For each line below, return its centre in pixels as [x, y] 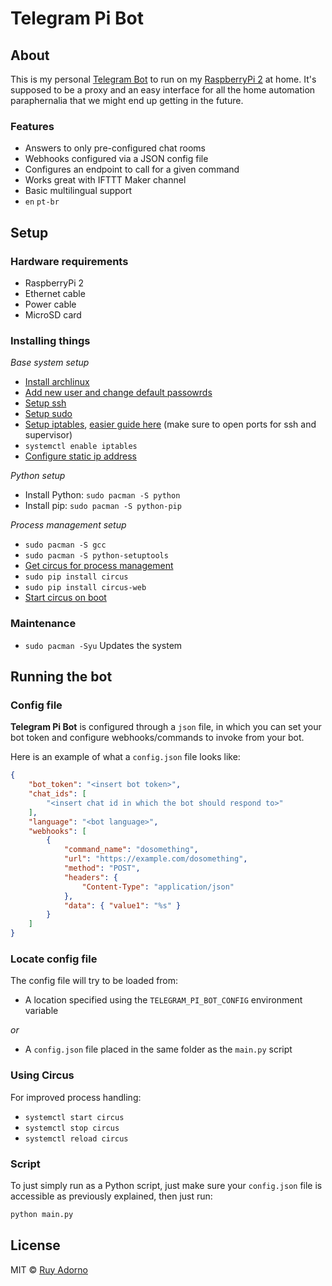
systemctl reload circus [76, 1138]
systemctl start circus [74, 1117]
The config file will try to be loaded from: [94, 981]
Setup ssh [45, 403]
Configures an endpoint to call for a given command [132, 169]
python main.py [42, 1214]
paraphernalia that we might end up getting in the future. [127, 100]
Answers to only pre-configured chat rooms [115, 148]
